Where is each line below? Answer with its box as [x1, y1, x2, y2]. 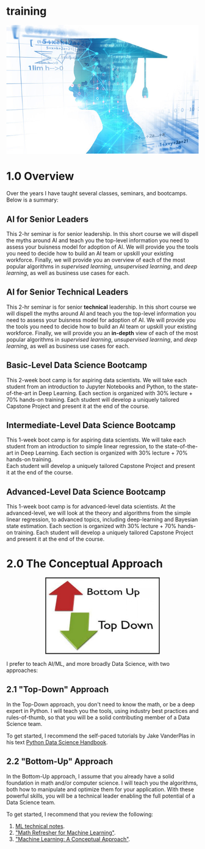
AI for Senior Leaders [6, 214, 89, 224]
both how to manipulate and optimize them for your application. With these [6, 785, 194, 793]
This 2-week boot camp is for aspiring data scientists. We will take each [6, 376, 187, 383]
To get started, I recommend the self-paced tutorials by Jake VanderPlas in [6, 732, 195, 739]
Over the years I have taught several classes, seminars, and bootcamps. [6, 190, 188, 197]
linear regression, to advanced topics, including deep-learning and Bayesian [6, 516, 198, 523]
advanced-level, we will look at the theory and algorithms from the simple [6, 510, 191, 517]
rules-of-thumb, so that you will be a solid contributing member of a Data [6, 714, 190, 721]
